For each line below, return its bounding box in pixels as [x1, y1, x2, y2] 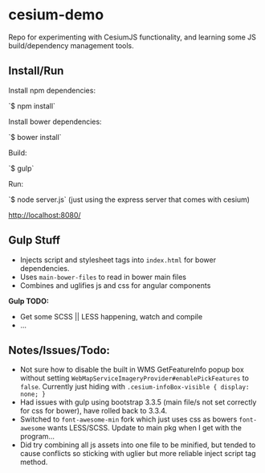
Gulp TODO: [8, 296, 50, 306]
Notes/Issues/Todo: [8, 343, 111, 357]
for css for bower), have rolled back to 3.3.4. [19, 406, 168, 416]
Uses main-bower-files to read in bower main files [19, 272, 187, 282]
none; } [19, 390, 46, 399]
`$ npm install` [8, 101, 56, 110]
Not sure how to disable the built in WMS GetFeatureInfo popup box [19, 364, 245, 375]
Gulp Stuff [8, 233, 61, 247]
